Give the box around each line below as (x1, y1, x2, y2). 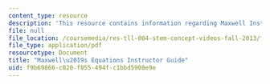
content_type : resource (8, 11, 88, 20)
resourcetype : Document (8, 49, 88, 57)
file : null (8, 26, 45, 34)
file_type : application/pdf (8, 42, 103, 50)
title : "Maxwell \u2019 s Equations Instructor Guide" (8, 57, 189, 65)
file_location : (8, 34, 59, 42)
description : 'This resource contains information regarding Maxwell (8, 19, 247, 27)
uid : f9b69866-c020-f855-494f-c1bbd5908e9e (8, 64, 157, 72)
